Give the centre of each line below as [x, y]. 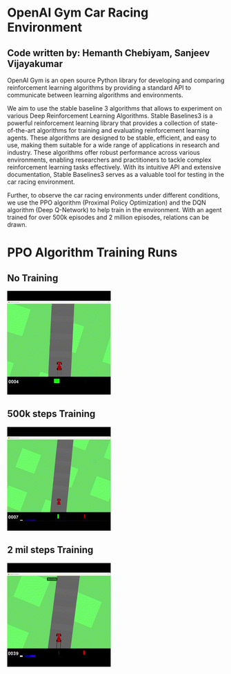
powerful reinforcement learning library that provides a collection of [103, 123]
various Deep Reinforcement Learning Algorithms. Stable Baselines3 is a [110, 116]
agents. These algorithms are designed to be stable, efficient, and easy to [112, 138]
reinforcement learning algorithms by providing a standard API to [99, 87]
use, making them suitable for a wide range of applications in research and [113, 145]
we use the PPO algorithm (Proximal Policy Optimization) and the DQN [107, 203]
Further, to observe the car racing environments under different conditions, [114, 195]
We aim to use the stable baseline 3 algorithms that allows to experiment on [114, 108]
